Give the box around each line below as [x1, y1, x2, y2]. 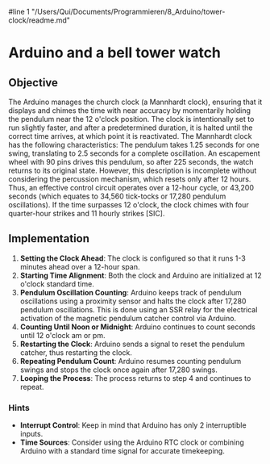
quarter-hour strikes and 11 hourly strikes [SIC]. [8, 209, 165, 218]
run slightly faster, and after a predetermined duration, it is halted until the [8, 123, 253, 132]
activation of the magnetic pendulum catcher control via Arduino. [19, 313, 236, 323]
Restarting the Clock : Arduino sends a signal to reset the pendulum [19, 339, 246, 349]
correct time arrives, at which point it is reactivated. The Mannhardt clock [8, 132, 252, 140]
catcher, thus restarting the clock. [19, 347, 133, 357]
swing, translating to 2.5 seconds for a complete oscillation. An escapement [8, 148, 260, 158]
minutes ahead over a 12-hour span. [19, 261, 140, 271]
